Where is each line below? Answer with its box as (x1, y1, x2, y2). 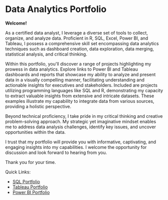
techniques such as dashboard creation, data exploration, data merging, (5, 46, 154, 52)
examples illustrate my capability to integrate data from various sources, (5, 98, 154, 104)
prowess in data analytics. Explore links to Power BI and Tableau (5, 66, 138, 72)
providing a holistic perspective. (5, 103, 72, 109)
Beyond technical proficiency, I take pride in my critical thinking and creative (5, 113, 163, 119)
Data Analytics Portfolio (5, 4, 107, 15)
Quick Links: (5, 169, 31, 175)
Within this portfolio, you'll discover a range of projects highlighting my (5, 61, 151, 67)
